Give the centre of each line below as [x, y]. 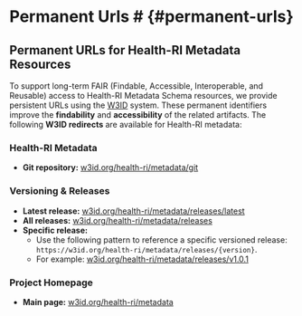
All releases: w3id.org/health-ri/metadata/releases [117, 220]
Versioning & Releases [60, 191]
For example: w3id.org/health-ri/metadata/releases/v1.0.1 [142, 259]
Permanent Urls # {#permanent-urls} [151, 17]
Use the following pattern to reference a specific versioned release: [161, 239]
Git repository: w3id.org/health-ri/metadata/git [110, 168]
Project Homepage [51, 282]
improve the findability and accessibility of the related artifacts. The [138, 115]
